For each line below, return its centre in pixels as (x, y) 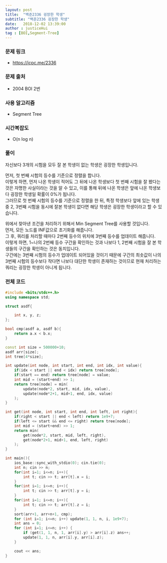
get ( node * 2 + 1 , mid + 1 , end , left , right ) (66, 440)
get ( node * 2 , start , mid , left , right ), (65, 435)
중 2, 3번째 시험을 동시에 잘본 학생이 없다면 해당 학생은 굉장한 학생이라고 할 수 (81, 207)
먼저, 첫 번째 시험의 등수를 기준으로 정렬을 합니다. (53, 175)
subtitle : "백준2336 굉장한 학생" (37, 19)
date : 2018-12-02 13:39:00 (35, 24)
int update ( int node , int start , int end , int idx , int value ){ (73, 366)
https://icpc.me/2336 (34, 63)
